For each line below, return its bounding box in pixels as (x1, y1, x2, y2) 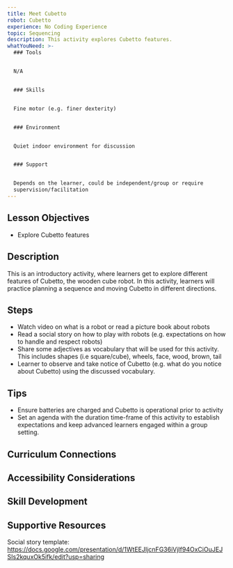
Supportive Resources (7, 519, 106, 531)
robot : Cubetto (7, 17, 51, 24)
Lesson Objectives (7, 212, 90, 224)
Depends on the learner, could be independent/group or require (13, 180, 204, 187)
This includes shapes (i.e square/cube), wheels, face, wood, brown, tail (17, 353, 222, 361)
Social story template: (7, 538, 70, 546)
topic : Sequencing (7, 29, 61, 37)
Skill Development (7, 496, 88, 507)
